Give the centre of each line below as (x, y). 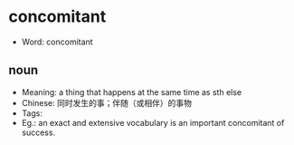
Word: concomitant (57, 42)
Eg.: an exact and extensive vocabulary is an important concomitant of (153, 122)
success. (38, 132)
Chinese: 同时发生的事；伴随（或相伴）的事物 (106, 102)
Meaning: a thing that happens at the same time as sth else (131, 92)
